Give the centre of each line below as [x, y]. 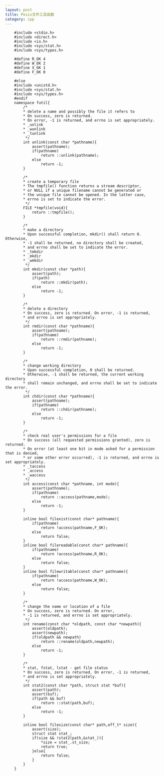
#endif [21, 99]
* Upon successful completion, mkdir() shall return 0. [82, 234]
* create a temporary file [51, 182]
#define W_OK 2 [30, 64]
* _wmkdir [33, 261]
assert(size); [46, 729]
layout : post [19, 10]
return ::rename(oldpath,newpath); [78, 642]
